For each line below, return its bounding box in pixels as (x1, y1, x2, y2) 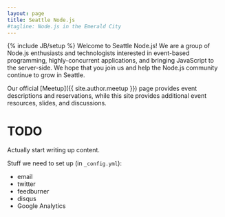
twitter (17, 180, 36, 188)
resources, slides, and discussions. (7, 99, 107, 107)
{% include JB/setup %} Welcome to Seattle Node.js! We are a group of (7, 42, 211, 50)
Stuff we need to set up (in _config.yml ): (7, 159, 122, 167)
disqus (17, 194, 36, 203)
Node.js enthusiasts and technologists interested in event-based (7, 49, 190, 57)
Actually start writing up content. (7, 146, 100, 154)
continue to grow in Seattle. (7, 71, 85, 79)
